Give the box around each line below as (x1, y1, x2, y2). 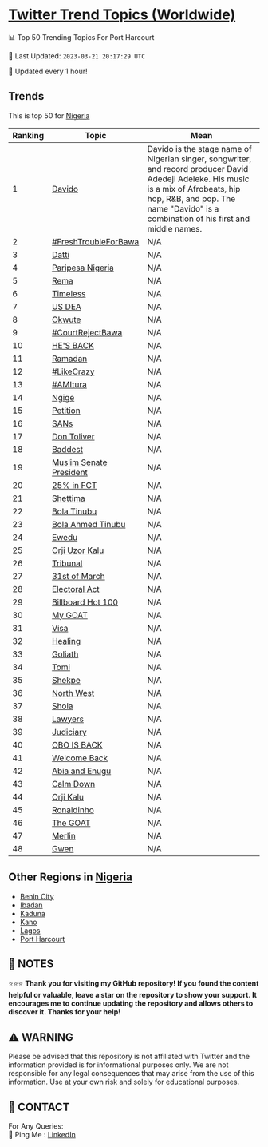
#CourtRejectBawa (51, 327, 123, 338)
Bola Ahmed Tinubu (51, 518, 126, 530)
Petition (51, 405, 81, 416)
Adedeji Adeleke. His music (147, 173, 250, 185)
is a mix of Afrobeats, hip (147, 183, 241, 194)
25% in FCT (51, 479, 97, 490)
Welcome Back (51, 752, 108, 764)
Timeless (51, 288, 86, 299)
